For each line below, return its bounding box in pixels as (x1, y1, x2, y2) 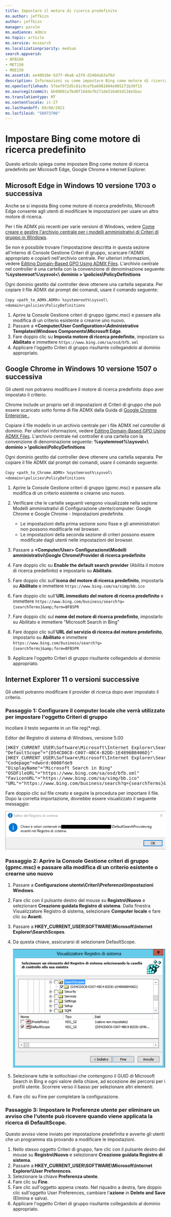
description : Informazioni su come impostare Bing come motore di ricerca (5, 78, 167, 84)
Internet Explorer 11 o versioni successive (5, 675, 140, 684)
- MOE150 (5, 67, 24, 73)
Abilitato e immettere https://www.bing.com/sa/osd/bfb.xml (12, 339, 139, 345)
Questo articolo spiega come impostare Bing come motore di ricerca (5, 161, 149, 167)
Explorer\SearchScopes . (12, 928, 66, 935)
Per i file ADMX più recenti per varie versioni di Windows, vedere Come (5, 224, 155, 229)
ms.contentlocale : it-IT (5, 100, 58, 105)
